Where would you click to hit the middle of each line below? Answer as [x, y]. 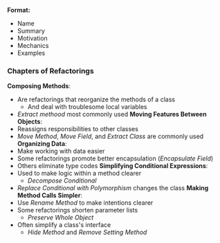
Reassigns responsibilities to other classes [77, 129]
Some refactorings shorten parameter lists [77, 210]
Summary [31, 31]
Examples [31, 53]
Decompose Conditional [62, 181]
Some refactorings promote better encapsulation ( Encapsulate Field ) [115, 158]
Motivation [33, 38]
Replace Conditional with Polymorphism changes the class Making [113, 188]
